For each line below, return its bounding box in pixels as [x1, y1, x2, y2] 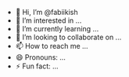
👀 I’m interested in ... [15, 16, 82, 25]
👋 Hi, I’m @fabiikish [15, 8, 78, 16]
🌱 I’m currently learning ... [15, 24, 99, 33]
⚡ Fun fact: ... [15, 61, 59, 71]
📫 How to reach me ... [15, 42, 88, 50]
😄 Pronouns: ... [15, 53, 66, 62]
